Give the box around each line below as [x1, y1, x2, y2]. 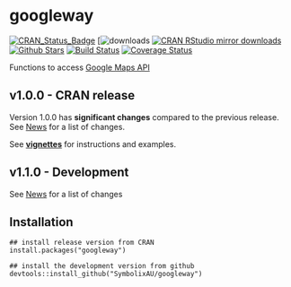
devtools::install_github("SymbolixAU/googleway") [9, 270, 203, 279]
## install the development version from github [9, 262, 195, 271]
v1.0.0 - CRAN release [9, 88, 136, 103]
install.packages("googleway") [9, 246, 127, 256]
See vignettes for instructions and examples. [9, 138, 177, 149]
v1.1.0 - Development [9, 165, 129, 180]
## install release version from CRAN [9, 239, 154, 248]
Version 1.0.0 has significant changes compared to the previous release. [9, 111, 280, 122]
